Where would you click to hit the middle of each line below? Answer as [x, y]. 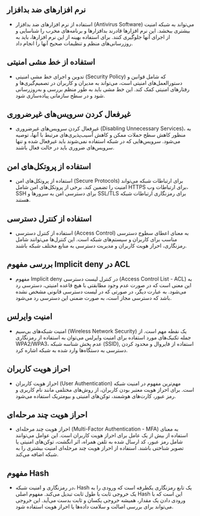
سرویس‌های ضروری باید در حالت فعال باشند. [65, 148]
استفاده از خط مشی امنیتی [51, 62]
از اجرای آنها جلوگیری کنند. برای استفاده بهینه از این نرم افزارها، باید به [93, 37]
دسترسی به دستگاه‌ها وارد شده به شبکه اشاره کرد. [71, 350]
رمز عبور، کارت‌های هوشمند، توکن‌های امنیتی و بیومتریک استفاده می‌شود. [96, 396]
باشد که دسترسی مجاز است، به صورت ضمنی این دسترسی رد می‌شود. [93, 297]
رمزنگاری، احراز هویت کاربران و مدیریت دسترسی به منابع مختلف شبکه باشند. [101, 246]
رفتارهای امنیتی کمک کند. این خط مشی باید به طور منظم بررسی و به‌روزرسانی [102, 89]
